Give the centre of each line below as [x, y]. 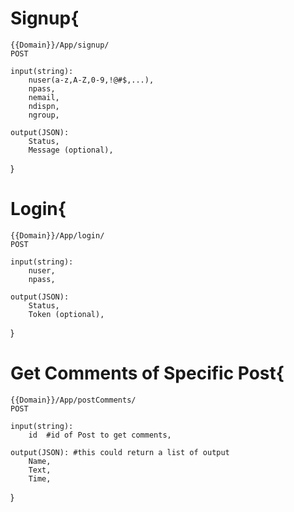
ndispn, [44, 106]
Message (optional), [71, 150]
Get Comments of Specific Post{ [147, 373]
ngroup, [44, 115]
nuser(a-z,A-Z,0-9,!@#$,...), [91, 80]
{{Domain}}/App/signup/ [60, 45]
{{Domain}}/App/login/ [57, 235]
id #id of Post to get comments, [100, 435]
